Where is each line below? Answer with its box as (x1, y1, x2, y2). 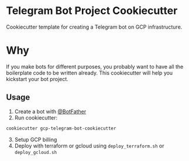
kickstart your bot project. (6, 75, 68, 82)
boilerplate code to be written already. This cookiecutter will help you (6, 69, 173, 76)
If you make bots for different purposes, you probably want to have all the (6, 63, 184, 70)
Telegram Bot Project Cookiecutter (6, 4, 178, 17)
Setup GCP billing (14, 136, 57, 143)
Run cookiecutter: (14, 114, 58, 121)
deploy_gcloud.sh (14, 149, 57, 155)
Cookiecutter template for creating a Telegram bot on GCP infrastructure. (6, 23, 183, 30)
